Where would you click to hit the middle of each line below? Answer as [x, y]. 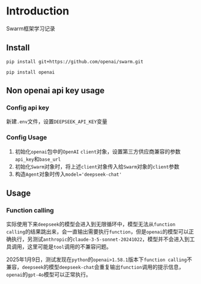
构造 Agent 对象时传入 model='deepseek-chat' [68, 174]
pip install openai [31, 72]
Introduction [38, 11]
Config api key [28, 108]
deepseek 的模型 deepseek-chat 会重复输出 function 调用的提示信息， [103, 267]
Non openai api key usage [55, 91]
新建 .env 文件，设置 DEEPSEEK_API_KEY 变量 [57, 122]
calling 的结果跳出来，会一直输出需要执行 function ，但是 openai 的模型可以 [97, 232]
